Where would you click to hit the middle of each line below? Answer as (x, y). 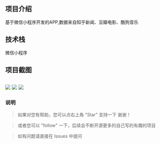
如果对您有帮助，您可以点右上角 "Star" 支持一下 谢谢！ (74, 114)
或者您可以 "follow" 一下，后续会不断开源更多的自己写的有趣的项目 (87, 125)
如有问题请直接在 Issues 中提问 (50, 136)
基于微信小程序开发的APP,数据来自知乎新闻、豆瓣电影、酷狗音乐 (72, 22)
